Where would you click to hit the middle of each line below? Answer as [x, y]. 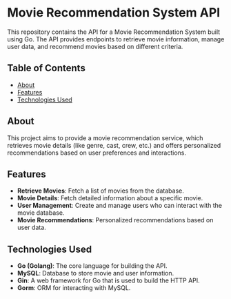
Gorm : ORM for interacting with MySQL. [74, 288]
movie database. [41, 213]
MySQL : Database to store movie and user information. [96, 273]
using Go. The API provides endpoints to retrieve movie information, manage [116, 39]
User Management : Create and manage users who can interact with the [120, 206]
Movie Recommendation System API [114, 13]
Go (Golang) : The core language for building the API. [92, 266]
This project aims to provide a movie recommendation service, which [105, 138]
